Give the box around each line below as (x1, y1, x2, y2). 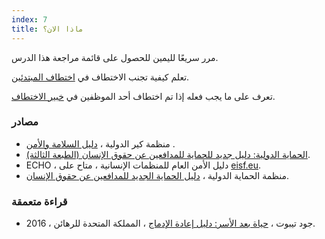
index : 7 (11, 14, 48, 25)
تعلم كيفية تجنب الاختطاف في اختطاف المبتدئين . (11, 71, 190, 83)
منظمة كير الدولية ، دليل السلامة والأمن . (25, 137, 176, 150)
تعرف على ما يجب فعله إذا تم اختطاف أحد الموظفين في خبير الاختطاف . (11, 90, 276, 102)
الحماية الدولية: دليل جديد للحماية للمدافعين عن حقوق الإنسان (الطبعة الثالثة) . (25, 148, 311, 160)
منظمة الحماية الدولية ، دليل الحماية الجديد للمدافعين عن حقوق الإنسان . (25, 169, 290, 181)
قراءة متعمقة (11, 194, 68, 208)
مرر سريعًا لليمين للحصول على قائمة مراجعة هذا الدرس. (11, 51, 219, 63)
